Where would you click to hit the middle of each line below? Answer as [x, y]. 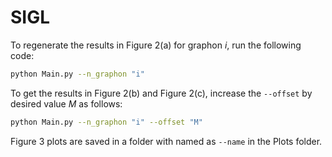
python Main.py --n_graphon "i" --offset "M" [106, 122]
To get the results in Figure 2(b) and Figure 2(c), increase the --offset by [161, 93]
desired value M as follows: [66, 103]
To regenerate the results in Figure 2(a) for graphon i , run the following [156, 45]
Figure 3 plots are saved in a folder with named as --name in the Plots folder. [166, 141]
